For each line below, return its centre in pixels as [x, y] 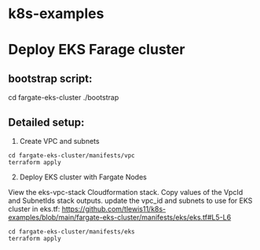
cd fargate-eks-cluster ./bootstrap [64, 97]
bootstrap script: [50, 78]
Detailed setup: [46, 122]
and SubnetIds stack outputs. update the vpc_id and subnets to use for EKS [130, 200]
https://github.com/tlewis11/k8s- [114, 209]
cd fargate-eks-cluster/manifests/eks [71, 232]
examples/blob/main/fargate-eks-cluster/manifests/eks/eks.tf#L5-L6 [120, 217]
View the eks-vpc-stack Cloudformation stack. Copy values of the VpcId [126, 192]
